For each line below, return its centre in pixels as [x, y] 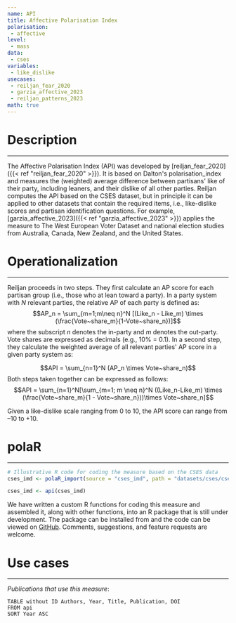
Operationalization [63, 261]
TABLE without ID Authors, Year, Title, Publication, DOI [94, 602]
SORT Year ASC [28, 614]
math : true [23, 105]
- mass [20, 46]
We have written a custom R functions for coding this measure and [104, 505]
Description [42, 140]
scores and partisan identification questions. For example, [91, 211]
